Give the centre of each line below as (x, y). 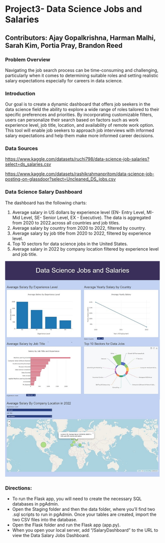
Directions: (19, 488)
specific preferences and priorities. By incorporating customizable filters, (79, 115)
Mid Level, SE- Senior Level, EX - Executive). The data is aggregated (82, 217)
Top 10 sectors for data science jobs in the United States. (70, 244)
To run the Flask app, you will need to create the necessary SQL (77, 499)
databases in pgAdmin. (36, 504)
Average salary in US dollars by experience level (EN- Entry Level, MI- (83, 212)
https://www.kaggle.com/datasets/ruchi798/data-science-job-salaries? (77, 159)
